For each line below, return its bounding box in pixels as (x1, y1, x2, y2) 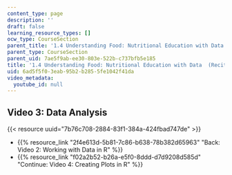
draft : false (7, 23, 45, 30)
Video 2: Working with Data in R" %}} (17, 146, 124, 154)
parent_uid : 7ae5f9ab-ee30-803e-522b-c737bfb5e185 (7, 55, 156, 62)
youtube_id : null (13, 81, 64, 88)
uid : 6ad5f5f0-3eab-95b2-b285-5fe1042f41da (7, 68, 135, 75)
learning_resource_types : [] (7, 29, 91, 37)
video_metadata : (7, 74, 54, 82)
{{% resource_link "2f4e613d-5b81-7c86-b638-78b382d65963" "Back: (17, 138, 221, 147)
